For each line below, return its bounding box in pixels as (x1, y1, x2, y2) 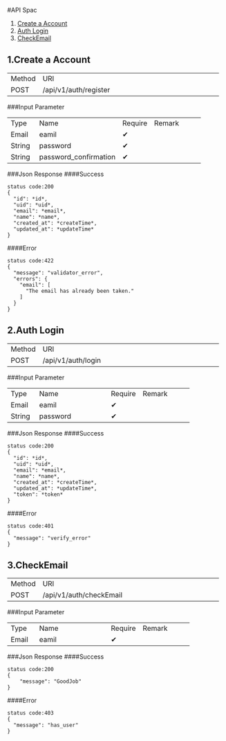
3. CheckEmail (7, 560, 68, 571)
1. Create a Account (7, 54, 91, 66)
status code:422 (7, 257, 54, 264)
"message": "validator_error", (13, 269, 104, 276)
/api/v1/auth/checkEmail (42, 590, 123, 600)
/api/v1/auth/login (42, 355, 102, 365)
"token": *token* (13, 491, 64, 498)
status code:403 (7, 710, 54, 717)
